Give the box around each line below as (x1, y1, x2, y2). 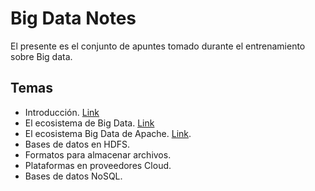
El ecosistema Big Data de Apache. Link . (24, 127, 192, 139)
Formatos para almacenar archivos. (24, 148, 172, 161)
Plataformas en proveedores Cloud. (24, 159, 172, 171)
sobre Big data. (10, 50, 73, 62)
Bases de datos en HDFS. (24, 138, 131, 150)
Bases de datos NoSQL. (24, 170, 123, 182)
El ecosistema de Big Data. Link (24, 117, 155, 129)
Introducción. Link (24, 106, 100, 118)
